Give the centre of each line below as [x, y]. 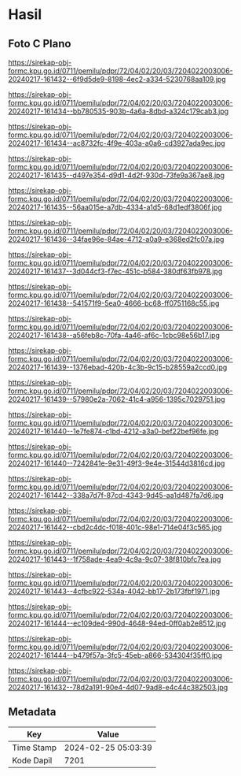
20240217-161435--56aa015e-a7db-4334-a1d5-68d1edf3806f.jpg [115, 207]
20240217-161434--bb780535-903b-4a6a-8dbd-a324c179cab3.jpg [119, 111]
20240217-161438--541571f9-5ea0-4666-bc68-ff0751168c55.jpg [114, 303]
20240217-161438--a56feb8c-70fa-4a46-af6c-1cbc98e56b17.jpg [114, 335]
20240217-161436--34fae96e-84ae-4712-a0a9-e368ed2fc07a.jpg [116, 239]
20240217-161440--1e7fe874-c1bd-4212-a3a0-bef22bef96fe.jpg [113, 431]
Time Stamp [35, 748]
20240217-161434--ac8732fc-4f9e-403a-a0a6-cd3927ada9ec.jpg [117, 143]
